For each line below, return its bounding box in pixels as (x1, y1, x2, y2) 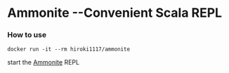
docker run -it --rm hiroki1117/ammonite (7, 46, 131, 53)
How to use (7, 30, 47, 40)
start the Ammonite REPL (7, 58, 79, 67)
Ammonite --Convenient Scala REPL (7, 5, 223, 21)
